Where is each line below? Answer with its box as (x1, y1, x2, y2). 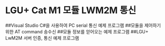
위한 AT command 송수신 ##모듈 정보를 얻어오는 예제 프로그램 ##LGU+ (5, 28, 149, 34)
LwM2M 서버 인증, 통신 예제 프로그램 (5, 35, 79, 41)
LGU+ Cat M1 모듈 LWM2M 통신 (5, 5, 136, 16)
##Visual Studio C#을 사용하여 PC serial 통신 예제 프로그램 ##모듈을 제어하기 (5, 22, 161, 28)
